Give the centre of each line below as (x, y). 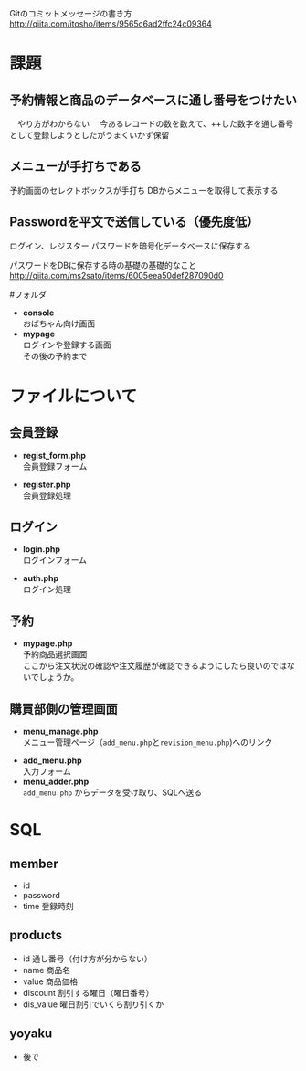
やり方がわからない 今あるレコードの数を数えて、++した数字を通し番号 (155, 123)
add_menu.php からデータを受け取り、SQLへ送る (112, 792)
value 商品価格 (50, 981)
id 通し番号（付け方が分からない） (87, 959)
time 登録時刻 (48, 907)
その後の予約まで (55, 355)
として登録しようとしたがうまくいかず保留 (90, 135)
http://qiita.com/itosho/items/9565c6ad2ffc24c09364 (111, 24)
